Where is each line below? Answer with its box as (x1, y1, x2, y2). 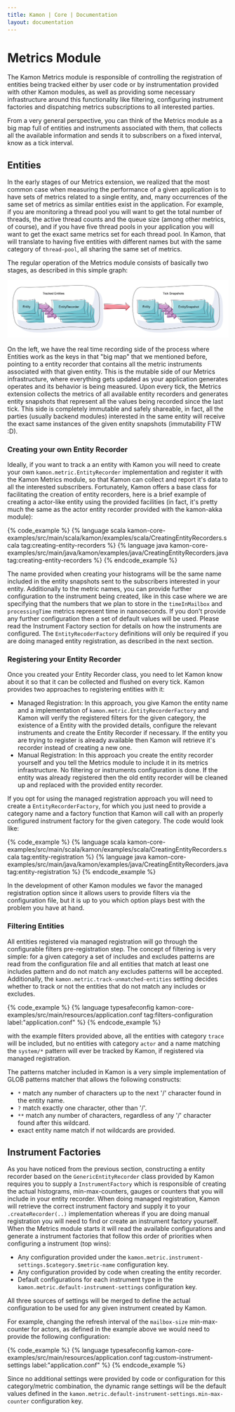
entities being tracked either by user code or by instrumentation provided (7, 81, 219, 89)
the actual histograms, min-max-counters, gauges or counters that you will (7, 1187, 224, 1196)
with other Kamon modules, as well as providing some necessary (7, 88, 195, 96)
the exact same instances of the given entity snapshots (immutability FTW (7, 419, 222, 428)
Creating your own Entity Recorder (7, 444, 128, 454)
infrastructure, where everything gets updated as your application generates (7, 374, 229, 383)
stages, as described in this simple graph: (7, 266, 128, 275)
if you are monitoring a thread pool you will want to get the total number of (7, 208, 222, 216)
